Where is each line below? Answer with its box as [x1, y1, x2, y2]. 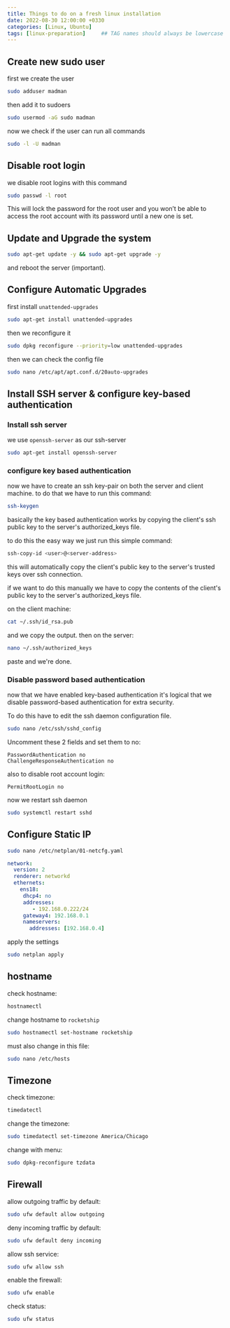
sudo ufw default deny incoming [7, 1237, 101, 1244]
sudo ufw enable [7, 1289, 55, 1296]
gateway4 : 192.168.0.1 [22, 912, 89, 919]
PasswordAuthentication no [7, 751, 86, 759]
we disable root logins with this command [7, 178, 127, 186]
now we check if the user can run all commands [7, 127, 145, 135]
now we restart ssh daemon [7, 796, 87, 805]
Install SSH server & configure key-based [7, 388, 191, 399]
